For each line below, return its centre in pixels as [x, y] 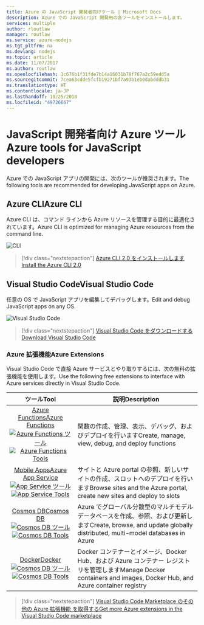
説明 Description [136, 399]
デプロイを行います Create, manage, [134, 435]
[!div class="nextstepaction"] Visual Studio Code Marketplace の [102, 601]
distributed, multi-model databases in [131, 533]
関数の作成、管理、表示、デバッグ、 [129, 426]
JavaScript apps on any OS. [41, 306]
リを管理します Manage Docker [121, 570]
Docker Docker [40, 560]
